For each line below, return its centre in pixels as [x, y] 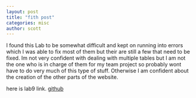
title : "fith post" [30, 17]
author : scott [24, 28]
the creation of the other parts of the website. [62, 77]
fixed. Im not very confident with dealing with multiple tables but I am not [96, 58]
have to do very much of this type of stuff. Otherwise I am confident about [98, 71]
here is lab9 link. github [35, 89]
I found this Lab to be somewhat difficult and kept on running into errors [95, 45]
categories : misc [28, 23]
